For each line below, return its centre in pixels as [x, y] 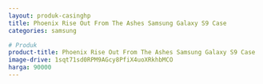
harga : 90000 [30, 68]
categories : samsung [43, 30]
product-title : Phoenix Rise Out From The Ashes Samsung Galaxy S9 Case [132, 53]
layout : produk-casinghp [50, 16]
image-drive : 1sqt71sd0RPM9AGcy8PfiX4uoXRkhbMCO [91, 60]
